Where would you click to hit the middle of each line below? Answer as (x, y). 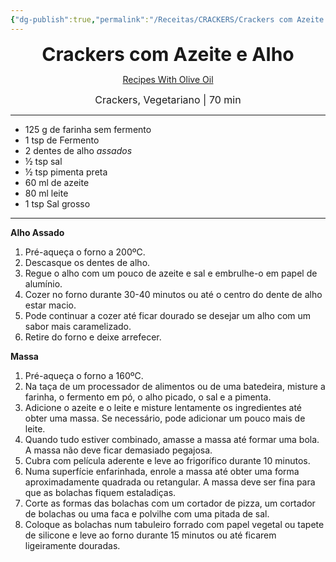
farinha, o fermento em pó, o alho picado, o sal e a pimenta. (148, 397)
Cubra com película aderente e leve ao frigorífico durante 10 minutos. (167, 460)
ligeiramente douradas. (72, 545)
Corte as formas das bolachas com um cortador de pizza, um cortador (170, 503)
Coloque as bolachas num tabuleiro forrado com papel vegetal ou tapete (174, 524)
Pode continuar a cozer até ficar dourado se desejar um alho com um (168, 315)
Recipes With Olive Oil (168, 79)
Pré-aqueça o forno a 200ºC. (85, 252)
